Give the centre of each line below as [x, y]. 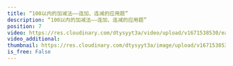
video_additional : [34, 39]
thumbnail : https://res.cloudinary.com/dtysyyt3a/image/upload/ [102, 45]
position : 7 [24, 26]
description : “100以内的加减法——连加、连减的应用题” [77, 20]
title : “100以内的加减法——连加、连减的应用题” [68, 13]
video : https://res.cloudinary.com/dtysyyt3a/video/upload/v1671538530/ [114, 33]
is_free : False [29, 52]
